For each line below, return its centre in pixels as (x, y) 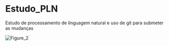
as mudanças (19, 28)
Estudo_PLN (32, 9)
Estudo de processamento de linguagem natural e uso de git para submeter (84, 23)
